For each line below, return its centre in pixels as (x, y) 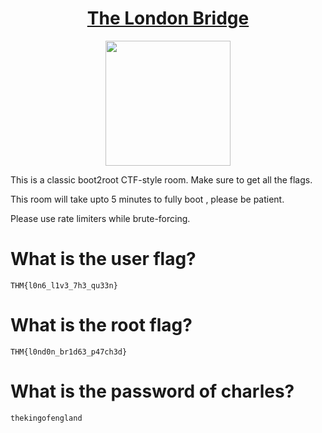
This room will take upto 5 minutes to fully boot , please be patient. (147, 199)
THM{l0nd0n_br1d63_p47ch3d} (69, 352)
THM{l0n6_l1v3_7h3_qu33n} (64, 285)
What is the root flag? (101, 325)
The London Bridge (168, 18)
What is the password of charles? (152, 391)
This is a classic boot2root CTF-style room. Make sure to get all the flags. (161, 179)
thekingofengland (46, 418)
